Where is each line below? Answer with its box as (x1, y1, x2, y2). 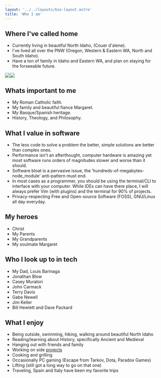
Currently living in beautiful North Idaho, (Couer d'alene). (12, 42, 126, 49)
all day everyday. (12, 198, 46, 204)
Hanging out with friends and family (12, 342, 84, 348)
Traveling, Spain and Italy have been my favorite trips (12, 368, 119, 374)
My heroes (5, 213, 38, 221)
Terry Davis (12, 289, 35, 295)
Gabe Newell (12, 294, 38, 300)
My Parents (12, 231, 35, 236)
